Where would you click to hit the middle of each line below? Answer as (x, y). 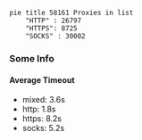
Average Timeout (42, 79)
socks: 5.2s (43, 128)
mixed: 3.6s (43, 100)
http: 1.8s (39, 109)
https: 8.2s (42, 119)
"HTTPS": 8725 (51, 29)
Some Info (32, 58)
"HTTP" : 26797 (54, 21)
